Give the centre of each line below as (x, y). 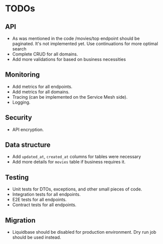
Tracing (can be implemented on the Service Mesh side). (70, 97)
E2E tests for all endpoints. (39, 200)
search (19, 49)
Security (18, 118)
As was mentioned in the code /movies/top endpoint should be (76, 38)
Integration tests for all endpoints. (46, 194)
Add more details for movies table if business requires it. (69, 162)
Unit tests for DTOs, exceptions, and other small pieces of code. (77, 189)
